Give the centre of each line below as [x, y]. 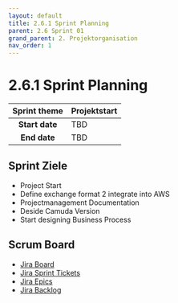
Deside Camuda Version [60, 211]
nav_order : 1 [30, 46]
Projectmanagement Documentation [80, 203]
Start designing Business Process [75, 219]
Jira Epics [36, 281]
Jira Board [37, 264]
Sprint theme [38, 111]
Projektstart [94, 111]
